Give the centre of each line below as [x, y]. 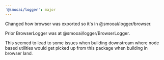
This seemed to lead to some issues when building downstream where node [82, 43]
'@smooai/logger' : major [30, 10]
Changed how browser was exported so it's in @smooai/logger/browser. [78, 24]
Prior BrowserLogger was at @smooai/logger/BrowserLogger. [68, 33]
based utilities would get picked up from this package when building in [77, 48]
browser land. [19, 53]
